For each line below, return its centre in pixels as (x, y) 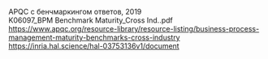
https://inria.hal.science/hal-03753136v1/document (94, 46)
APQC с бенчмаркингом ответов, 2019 (75, 12)
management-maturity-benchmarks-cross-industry (94, 37)
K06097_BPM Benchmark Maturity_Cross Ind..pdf (91, 20)
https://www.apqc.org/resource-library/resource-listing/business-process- (134, 29)
